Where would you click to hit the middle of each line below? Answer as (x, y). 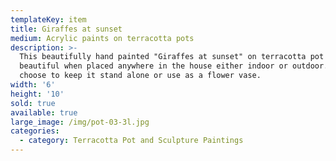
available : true (44, 112)
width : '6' (33, 85)
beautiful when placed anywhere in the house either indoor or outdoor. (174, 66)
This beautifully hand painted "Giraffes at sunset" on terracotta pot (172, 57)
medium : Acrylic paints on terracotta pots (102, 38)
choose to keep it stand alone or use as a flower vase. (140, 76)
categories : (35, 131)
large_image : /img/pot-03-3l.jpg (80, 122)
